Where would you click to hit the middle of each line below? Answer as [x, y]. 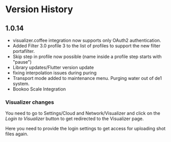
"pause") [22, 62]
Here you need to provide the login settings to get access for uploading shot [86, 129]
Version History [39, 9]
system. [21, 83]
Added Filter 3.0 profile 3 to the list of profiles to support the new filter [87, 46]
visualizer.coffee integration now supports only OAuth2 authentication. [87, 40]
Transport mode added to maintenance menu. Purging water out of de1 [87, 78]
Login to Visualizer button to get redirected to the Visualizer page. [75, 119]
